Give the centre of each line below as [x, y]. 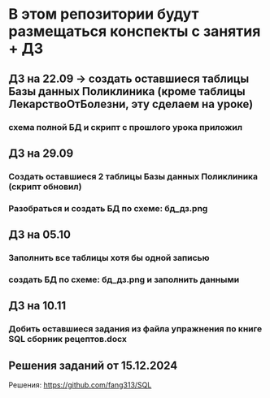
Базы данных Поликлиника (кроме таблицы [127, 91]
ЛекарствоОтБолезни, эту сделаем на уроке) [131, 104]
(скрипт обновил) [45, 186]
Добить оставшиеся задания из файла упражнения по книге [135, 329]
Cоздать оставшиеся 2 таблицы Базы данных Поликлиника [133, 176]
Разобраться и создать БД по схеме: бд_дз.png [108, 208]
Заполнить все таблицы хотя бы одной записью [109, 258]
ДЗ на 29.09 [41, 153]
